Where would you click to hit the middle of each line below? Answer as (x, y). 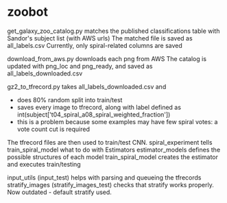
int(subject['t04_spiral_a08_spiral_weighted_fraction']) (94, 115)
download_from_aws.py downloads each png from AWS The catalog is (107, 58)
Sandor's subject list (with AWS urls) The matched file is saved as (100, 38)
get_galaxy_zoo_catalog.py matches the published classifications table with (113, 31)
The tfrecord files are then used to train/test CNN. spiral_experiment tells (110, 142)
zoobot (27, 12)
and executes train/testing (44, 164)
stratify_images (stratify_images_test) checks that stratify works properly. (110, 184)
